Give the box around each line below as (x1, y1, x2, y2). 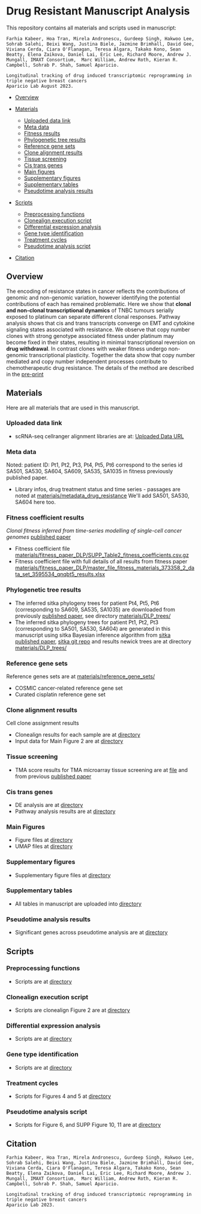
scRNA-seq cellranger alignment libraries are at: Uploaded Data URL (14, 432, 184, 440)
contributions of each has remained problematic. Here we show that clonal (6, 300, 191, 307)
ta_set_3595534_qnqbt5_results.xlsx (14, 571, 106, 578)
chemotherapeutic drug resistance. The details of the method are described (6, 364, 194, 371)
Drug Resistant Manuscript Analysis (6, 4, 190, 18)
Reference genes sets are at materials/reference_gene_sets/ (6, 673, 155, 680)
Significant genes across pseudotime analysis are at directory (14, 929, 168, 936)
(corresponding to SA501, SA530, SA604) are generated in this (14, 625, 171, 632)
